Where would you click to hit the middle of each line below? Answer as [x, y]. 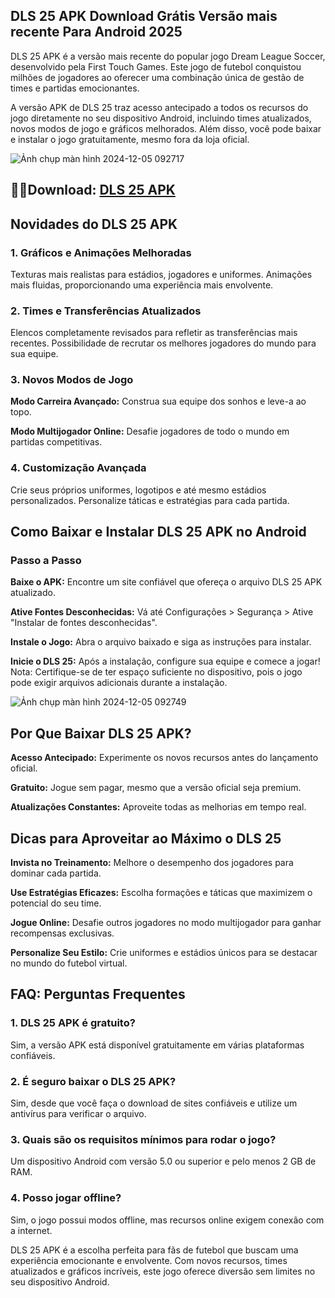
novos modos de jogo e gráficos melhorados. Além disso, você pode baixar [166, 128]
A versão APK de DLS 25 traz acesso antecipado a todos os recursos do [159, 107]
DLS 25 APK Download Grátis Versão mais [144, 16]
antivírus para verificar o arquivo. [78, 1114]
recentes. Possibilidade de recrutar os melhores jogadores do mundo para [163, 343]
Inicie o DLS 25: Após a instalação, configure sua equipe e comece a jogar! [165, 661]
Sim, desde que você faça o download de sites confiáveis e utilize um [154, 1103]
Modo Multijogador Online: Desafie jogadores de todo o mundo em [150, 431]
